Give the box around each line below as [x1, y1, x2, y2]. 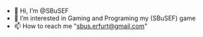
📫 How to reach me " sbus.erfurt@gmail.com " [13, 22, 148, 30]
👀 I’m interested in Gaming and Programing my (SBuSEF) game [13, 14, 196, 22]
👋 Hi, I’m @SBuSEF [13, 7, 69, 15]
